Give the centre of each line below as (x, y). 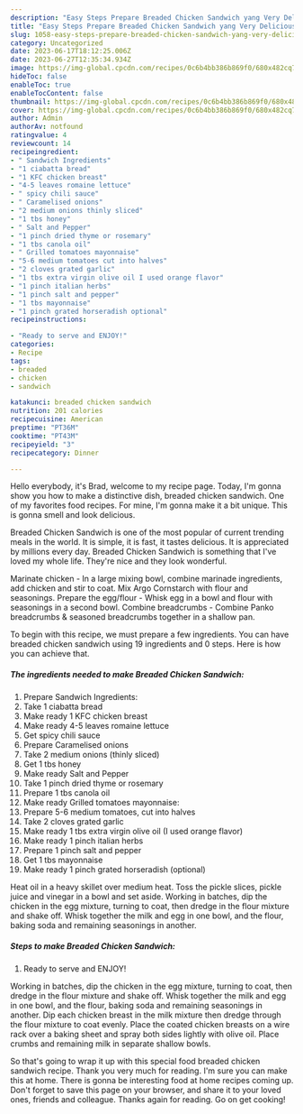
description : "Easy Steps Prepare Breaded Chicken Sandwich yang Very (145, 18)
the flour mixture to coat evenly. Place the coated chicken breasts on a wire (150, 1025)
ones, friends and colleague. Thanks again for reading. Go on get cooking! (148, 1100)
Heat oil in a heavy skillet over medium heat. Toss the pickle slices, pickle (146, 887)
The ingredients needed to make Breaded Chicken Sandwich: (127, 674)
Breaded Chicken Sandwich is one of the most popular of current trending (147, 532)
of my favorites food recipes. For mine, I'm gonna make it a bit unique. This (149, 505)
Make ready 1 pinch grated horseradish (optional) (114, 870)
